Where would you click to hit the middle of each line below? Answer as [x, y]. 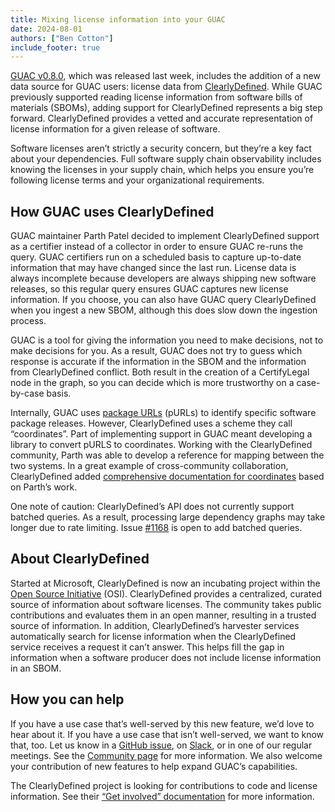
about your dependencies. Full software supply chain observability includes [166, 159]
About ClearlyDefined [80, 559]
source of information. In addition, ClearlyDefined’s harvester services [155, 625]
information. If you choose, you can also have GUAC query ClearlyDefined [163, 300]
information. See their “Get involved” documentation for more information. [162, 796]
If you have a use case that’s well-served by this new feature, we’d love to [162, 723]
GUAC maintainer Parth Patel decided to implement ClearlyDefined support [165, 236]
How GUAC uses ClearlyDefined [112, 211]
